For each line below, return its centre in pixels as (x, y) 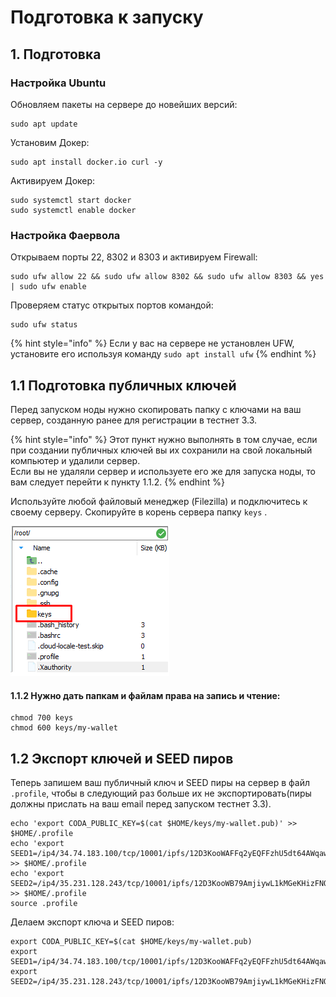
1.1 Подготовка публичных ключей (123, 385)
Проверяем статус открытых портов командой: (112, 305)
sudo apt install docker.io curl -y (86, 162)
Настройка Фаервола (65, 235)
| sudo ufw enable (48, 287)
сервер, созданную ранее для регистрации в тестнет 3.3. (134, 420)
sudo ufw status (44, 325)
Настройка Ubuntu (58, 83)
